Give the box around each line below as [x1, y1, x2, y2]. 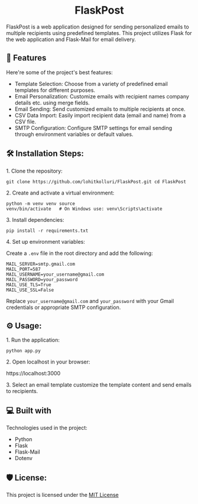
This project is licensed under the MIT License [6, 492, 119, 498]
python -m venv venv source [6, 200, 76, 206]
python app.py [6, 348, 41, 354]
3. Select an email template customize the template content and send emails [6, 381, 192, 388]
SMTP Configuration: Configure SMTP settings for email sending [14, 124, 173, 131]
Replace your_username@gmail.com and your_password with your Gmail [6, 297, 174, 304]
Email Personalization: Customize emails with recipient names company [14, 92, 189, 100]
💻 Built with [6, 406, 52, 416]
